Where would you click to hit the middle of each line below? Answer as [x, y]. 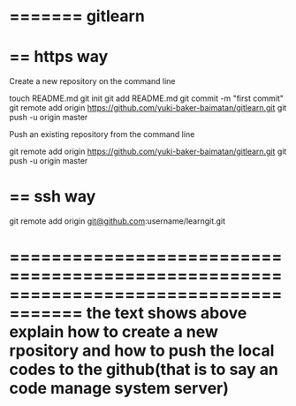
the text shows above [167, 314]
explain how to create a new [114, 332]
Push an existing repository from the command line [102, 134]
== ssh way [53, 197]
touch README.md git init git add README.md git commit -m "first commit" [147, 98]
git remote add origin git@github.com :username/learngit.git [118, 221]
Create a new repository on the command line [92, 81]
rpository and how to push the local [142, 351]
